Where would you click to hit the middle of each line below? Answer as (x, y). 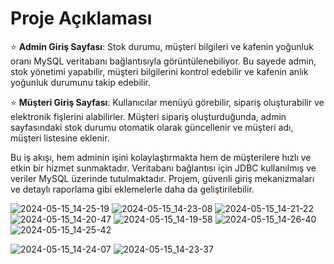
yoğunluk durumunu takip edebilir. (81, 82)
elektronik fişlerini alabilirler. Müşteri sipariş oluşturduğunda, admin (148, 116)
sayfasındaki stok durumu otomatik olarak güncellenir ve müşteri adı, (152, 127)
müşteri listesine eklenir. (60, 138)
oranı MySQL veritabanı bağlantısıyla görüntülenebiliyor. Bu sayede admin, (163, 61)
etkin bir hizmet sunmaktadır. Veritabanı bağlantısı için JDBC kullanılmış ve (163, 168)
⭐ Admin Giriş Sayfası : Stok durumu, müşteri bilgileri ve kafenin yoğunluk (162, 46)
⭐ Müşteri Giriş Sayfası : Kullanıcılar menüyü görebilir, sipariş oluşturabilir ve (167, 102)
